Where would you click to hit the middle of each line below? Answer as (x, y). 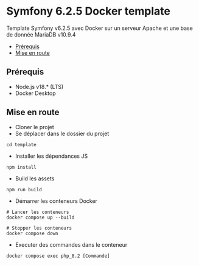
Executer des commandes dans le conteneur (71, 244)
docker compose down (33, 233)
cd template (21, 144)
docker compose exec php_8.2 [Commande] (58, 256)
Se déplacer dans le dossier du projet (62, 133)
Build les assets (35, 178)
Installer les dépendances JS (51, 156)
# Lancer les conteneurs (38, 212)
